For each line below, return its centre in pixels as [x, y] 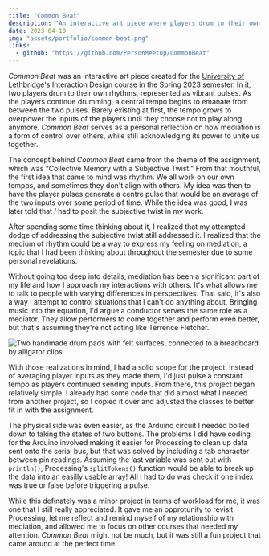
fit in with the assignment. [51, 410]
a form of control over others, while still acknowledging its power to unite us [134, 136]
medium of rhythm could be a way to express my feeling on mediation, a [128, 243]
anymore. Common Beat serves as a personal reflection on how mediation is [134, 127]
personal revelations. [43, 261]
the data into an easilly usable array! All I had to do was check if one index [131, 476]
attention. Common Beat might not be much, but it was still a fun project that [134, 535]
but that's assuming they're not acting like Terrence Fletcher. [109, 327]
